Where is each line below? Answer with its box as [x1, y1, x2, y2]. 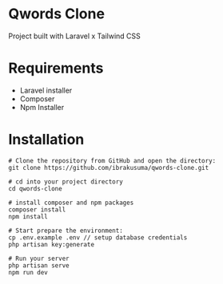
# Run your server [8, 254, 70, 262]
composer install [8, 205, 66, 214]
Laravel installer [19, 85, 73, 95]
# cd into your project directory [8, 177, 124, 186]
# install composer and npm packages [8, 199, 134, 207]
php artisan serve [8, 261, 70, 270]
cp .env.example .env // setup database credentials [8, 233, 188, 242]
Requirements [8, 59, 104, 77]
